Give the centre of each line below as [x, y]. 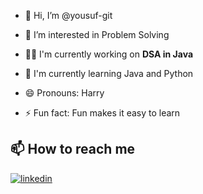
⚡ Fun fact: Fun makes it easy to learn [102, 113]
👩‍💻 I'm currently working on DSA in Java [109, 54]
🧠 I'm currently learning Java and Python [109, 73]
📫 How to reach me [73, 149]
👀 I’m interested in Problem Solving [97, 34]
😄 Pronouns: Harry [64, 93]
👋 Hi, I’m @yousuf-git [68, 15]
